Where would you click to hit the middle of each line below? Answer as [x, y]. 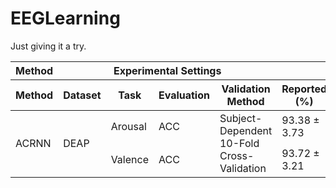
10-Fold [239, 143]
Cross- [237, 155]
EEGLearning [65, 18]
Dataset [82, 95]
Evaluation [184, 95]
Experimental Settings [167, 70]
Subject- [241, 118]
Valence [129, 160]
